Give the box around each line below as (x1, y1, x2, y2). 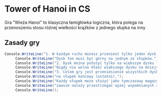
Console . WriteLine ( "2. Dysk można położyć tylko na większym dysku (15, 61, 154, 65)
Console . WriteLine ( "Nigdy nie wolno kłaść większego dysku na (15, 65, 144, 70)
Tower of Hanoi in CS (4, 3, 90, 15)
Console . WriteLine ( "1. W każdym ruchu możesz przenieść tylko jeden (4, 51, 146, 56)
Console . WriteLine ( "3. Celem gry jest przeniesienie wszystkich (15, 69, 148, 75)
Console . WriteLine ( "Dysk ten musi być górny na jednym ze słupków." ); (15, 56, 161, 61)
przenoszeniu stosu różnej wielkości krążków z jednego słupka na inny (4, 24, 146, 30)
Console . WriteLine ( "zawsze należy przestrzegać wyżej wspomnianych (15, 83, 154, 88)
